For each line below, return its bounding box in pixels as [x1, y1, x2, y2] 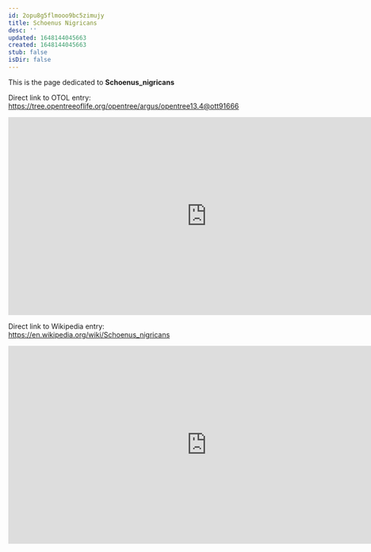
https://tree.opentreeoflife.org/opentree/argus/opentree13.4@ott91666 [8, 101, 239, 111]
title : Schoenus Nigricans [8, 19, 98, 27]
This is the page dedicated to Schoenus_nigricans [8, 77, 174, 87]
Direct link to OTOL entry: [8, 93, 91, 102]
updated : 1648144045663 [8, 33, 87, 42]
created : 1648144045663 [8, 41, 87, 49]
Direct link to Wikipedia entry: [8, 322, 105, 331]
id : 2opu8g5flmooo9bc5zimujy [8, 11, 105, 20]
